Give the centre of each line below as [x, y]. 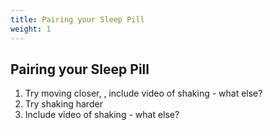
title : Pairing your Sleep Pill [77, 19]
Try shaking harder [63, 104]
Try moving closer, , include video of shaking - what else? [143, 93]
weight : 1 [31, 29]
